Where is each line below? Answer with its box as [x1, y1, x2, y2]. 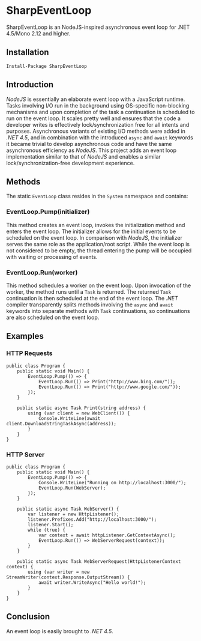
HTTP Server [6, 450, 45, 458]
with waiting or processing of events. [6, 253, 98, 260]
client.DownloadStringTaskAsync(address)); [6, 421, 117, 427]
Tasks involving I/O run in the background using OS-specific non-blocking [6, 102, 190, 109]
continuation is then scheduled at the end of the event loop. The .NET [6, 294, 178, 302]
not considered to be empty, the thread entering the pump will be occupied [6, 247, 192, 254]
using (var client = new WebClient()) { [28, 410, 130, 416]
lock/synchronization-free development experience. [6, 159, 135, 166]
